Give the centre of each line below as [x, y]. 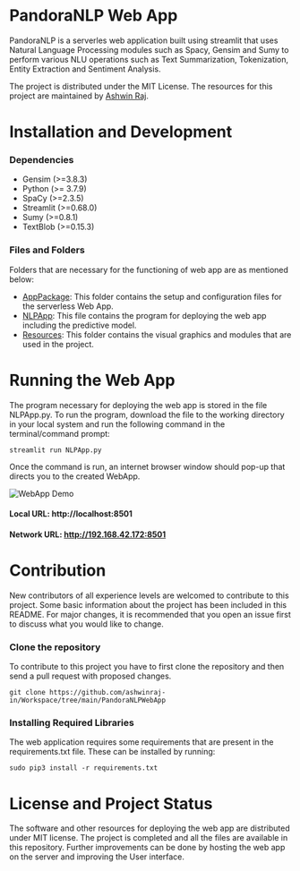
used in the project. [58, 344]
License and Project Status [111, 803]
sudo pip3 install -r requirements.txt [84, 768]
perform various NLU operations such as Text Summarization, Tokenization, [149, 59]
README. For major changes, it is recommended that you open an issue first [150, 614]
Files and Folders [47, 250]
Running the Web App [92, 380]
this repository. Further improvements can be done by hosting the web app [147, 848]
